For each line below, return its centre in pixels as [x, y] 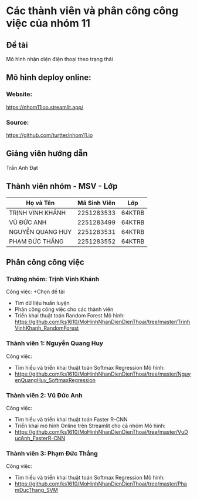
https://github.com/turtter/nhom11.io [50, 135]
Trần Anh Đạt [22, 168]
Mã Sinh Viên [96, 203]
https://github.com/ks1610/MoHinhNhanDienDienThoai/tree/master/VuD [101, 432]
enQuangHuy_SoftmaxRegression [55, 380]
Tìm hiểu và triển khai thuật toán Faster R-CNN [71, 419]
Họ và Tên [40, 203]
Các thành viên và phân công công [92, 11]
